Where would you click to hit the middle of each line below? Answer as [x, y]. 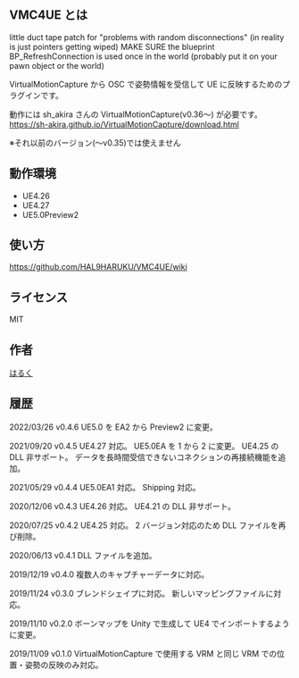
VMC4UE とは [49, 15]
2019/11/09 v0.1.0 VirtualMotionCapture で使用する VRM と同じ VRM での [143, 653]
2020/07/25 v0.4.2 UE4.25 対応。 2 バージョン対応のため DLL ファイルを [144, 525]
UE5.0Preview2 [50, 214]
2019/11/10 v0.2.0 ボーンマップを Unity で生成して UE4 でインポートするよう [149, 624]
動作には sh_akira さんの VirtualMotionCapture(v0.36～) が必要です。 [136, 114]
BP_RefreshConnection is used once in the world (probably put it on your [144, 56]
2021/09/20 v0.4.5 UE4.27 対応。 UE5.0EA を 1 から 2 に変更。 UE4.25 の [144, 446]
